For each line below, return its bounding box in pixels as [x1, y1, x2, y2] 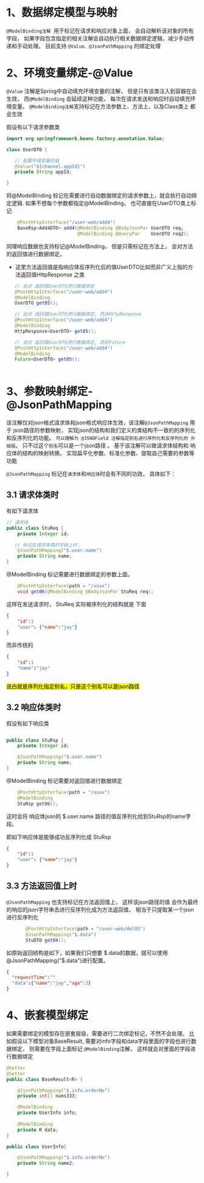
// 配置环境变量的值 [14, 157, 60, 164]
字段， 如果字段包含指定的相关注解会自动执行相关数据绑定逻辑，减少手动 [6, 34, 189, 42]
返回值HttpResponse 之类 [20, 270, 85, 278]
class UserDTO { [6, 146, 47, 153]
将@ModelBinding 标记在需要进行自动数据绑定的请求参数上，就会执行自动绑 [6, 192, 197, 199]
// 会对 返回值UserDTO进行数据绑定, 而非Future [14, 339, 126, 346]
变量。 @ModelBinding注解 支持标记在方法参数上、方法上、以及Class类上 [11, 102, 189, 110]
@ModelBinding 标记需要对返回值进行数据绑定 [6, 777, 123, 784]
